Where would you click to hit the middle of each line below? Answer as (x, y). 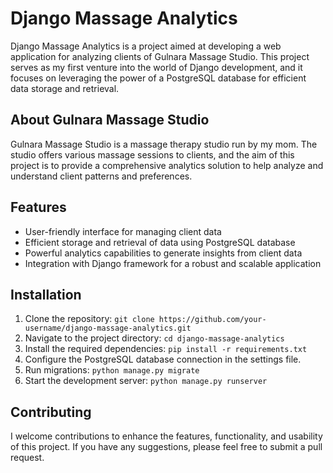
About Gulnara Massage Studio (110, 120)
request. (27, 458)
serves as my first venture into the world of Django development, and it (156, 67)
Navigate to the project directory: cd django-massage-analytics (154, 338)
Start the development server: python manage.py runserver (146, 381)
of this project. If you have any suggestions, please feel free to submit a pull (166, 447)
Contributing (51, 412)
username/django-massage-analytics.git (108, 328)
